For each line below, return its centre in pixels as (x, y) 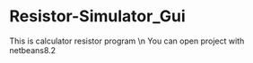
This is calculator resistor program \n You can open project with (127, 41)
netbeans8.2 (33, 50)
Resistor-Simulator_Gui (97, 16)
